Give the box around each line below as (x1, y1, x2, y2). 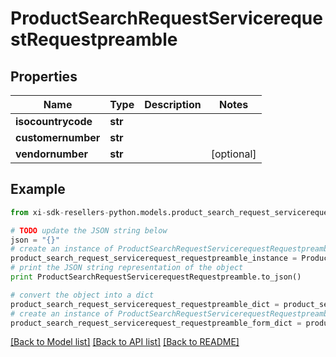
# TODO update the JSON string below (10, 225, 168, 236)
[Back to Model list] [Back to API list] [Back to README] (10, 336, 240, 348)
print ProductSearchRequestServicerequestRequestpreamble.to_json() (10, 272, 302, 282)
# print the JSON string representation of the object (10, 263, 244, 273)
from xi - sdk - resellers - (10, 207, 110, 217)
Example (10, 181, 66, 198)
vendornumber (15, 147, 88, 161)
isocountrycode (15, 115, 93, 128)
